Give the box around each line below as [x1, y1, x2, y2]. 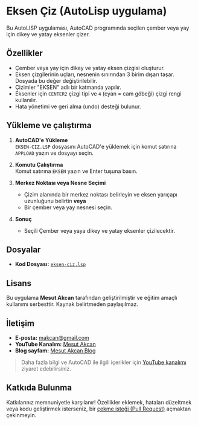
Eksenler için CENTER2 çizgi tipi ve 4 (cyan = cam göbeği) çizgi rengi [14, 89, 182, 97]
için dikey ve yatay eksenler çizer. [6, 30, 91, 37]
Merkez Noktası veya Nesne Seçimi [14, 179, 106, 186]
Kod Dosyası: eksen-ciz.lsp [14, 261, 86, 268]
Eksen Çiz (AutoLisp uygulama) [6, 4, 167, 18]
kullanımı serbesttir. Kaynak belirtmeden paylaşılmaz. [6, 300, 139, 308]
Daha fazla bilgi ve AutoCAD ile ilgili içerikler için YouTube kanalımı [21, 358, 187, 366]
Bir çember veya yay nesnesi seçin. [24, 204, 113, 211]
